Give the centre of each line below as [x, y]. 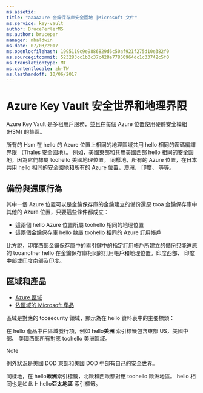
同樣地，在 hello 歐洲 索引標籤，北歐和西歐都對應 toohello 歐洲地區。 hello [98, 376]
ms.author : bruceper [32, 35]
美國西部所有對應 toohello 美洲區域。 [64, 338]
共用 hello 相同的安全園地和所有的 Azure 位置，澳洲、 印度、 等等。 [91, 167]
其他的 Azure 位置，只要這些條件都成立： [58, 212]
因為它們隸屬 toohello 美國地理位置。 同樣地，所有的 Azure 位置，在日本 [107, 160]
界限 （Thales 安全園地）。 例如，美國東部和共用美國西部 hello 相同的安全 [98, 152]
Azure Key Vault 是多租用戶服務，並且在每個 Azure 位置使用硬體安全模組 [97, 124]
